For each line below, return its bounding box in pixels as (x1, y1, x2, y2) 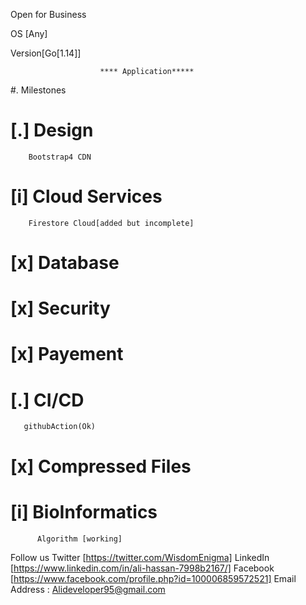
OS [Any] (10, 28, 48, 39)
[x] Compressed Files (10, 455, 192, 478)
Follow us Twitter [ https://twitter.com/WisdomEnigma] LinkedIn (10, 551, 270, 563)
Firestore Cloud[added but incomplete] (28, 218, 195, 228)
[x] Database (10, 252, 120, 274)
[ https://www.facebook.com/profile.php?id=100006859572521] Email (10, 572, 297, 584)
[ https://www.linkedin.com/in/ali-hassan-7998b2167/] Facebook (10, 562, 275, 574)
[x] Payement (10, 343, 124, 366)
